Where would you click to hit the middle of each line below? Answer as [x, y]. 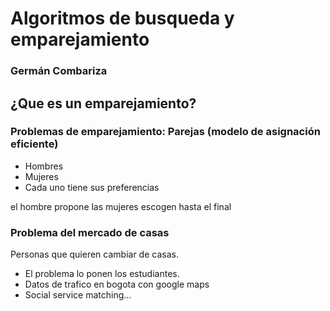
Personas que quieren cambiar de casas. [94, 254]
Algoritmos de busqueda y [122, 18]
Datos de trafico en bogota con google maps [117, 284]
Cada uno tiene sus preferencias [92, 187]
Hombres [44, 166]
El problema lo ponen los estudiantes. [102, 274]
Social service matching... [78, 295]
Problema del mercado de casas [90, 232]
